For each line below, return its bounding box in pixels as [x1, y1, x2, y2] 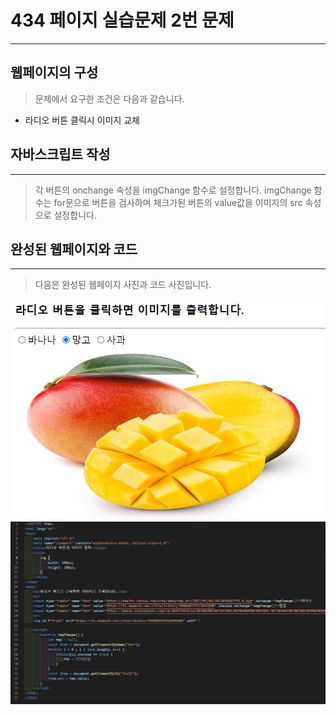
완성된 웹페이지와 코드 [10, 241, 138, 258]
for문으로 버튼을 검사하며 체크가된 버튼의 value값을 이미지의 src [53, 196, 303, 208]
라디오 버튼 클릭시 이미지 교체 [24, 114, 140, 126]
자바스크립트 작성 [10, 146, 111, 163]
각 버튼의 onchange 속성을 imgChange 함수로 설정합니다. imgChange [34, 184, 312, 196]
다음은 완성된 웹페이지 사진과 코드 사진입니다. [34, 279, 212, 291]
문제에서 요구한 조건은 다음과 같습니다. [34, 92, 185, 105]
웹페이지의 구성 [10, 64, 99, 81]
